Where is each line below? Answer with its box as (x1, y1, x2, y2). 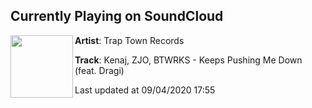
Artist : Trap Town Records (74, 34, 185, 46)
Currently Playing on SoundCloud (10, 8, 224, 25)
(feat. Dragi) (74, 64, 125, 76)
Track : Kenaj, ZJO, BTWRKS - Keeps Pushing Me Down (74, 54, 303, 66)
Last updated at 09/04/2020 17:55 (74, 84, 216, 96)
